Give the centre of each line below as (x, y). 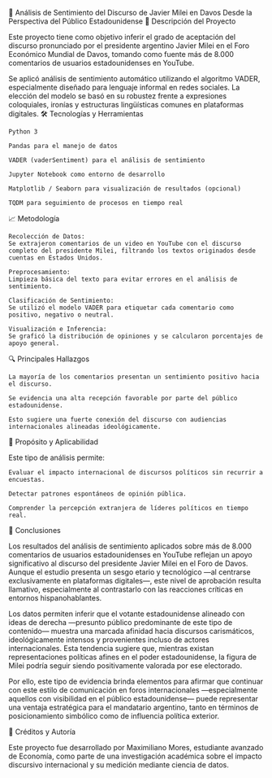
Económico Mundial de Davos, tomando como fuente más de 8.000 (121, 54)
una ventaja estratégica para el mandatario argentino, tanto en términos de (134, 707)
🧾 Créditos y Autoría (42, 732)
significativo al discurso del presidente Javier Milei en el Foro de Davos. (128, 563)
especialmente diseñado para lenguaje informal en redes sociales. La (124, 87)
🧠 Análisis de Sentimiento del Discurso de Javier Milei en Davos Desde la (130, 13)
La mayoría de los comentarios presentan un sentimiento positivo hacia (134, 377)
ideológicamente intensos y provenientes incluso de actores (109, 640)
